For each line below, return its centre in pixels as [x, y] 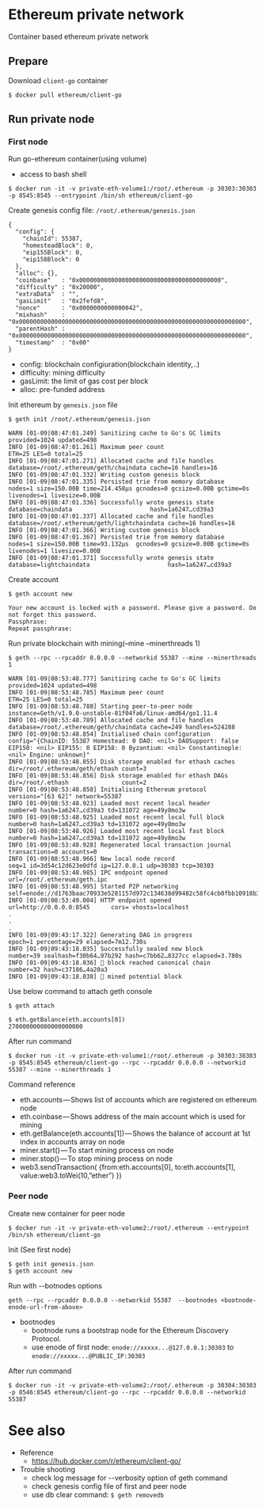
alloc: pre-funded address [62, 390]
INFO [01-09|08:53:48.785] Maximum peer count [86, 693]
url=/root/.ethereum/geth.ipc [58, 880]
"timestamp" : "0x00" [53, 343]
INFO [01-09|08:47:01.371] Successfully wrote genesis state [111, 558]
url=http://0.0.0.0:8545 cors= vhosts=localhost [99, 908]
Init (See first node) [40, 1250]
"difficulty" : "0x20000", [60, 287]
